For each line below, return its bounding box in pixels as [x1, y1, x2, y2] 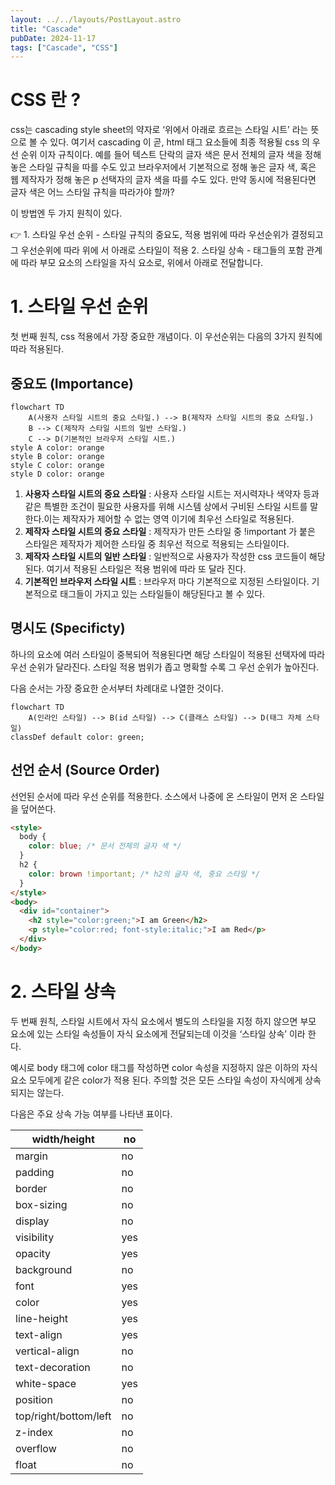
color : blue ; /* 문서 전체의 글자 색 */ [28, 841, 182, 851]
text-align [15, 1327, 63, 1341]
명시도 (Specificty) [10, 620, 126, 637]
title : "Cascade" [10, 24, 83, 34]
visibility [15, 1230, 55, 1244]
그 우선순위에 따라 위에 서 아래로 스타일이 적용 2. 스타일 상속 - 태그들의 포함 [10, 244, 305, 256]
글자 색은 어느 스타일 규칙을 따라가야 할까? [10, 186, 175, 198]
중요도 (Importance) [10, 375, 134, 392]
